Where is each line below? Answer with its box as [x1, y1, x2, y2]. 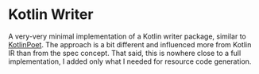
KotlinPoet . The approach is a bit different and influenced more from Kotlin [8, 39, 252, 49]
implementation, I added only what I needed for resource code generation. [8, 57, 252, 66]
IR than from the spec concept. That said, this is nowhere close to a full [8, 48, 242, 57]
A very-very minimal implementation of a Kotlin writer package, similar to [8, 31, 246, 41]
